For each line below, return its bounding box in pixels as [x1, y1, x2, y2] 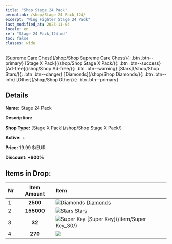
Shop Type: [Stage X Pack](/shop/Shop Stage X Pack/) [5, 125, 122, 131]
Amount [25, 190, 45, 198]
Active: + [5, 134, 26, 140]
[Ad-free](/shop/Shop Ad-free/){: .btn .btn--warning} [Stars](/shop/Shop [5, 65, 159, 71]
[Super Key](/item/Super [87, 215, 146, 223]
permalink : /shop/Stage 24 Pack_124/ [5, 12, 86, 17]
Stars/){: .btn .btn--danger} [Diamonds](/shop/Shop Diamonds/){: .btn [5, 71, 153, 77]
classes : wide [5, 41, 36, 46]
